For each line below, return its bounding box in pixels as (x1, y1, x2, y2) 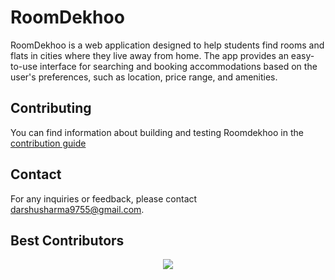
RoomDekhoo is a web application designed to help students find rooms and (10, 39, 325, 51)
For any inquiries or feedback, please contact (10, 192, 198, 205)
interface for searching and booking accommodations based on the (39, 60, 318, 72)
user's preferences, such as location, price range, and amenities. (10, 71, 278, 83)
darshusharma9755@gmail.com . (10, 203, 145, 215)
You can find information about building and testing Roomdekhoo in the (10, 126, 304, 138)
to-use (10, 60, 38, 72)
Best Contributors (10, 232, 125, 249)
